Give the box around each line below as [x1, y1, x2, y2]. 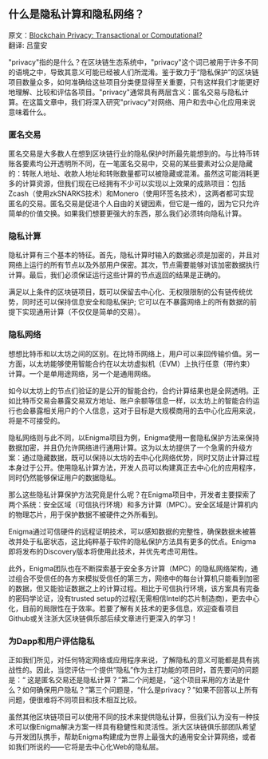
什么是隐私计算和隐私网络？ [8, 7, 145, 22]
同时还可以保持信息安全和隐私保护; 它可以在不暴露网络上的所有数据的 [22, 297, 250, 307]
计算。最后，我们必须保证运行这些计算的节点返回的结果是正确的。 [8, 270, 225, 280]
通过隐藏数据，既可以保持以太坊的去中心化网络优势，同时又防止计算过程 [22, 452, 260, 462]
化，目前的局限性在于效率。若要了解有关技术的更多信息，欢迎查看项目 [8, 603, 239, 613]
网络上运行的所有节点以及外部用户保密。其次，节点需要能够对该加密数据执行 [8, 260, 260, 270]
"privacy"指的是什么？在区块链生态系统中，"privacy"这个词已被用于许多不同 [8, 57, 259, 66]
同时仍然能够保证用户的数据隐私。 [8, 472, 120, 482]
